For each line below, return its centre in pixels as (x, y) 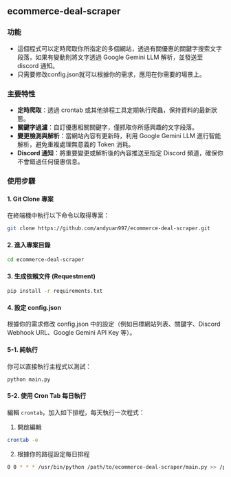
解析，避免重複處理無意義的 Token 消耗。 (76, 144)
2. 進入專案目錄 (29, 245)
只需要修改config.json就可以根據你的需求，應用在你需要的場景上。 (111, 74)
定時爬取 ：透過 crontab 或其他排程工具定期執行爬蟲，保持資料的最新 (114, 110)
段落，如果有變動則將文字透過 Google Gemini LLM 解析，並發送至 (110, 57)
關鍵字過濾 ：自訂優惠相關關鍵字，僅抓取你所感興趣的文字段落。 (107, 127)
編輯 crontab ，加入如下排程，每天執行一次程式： (76, 412)
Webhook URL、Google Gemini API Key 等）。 (71, 333)
